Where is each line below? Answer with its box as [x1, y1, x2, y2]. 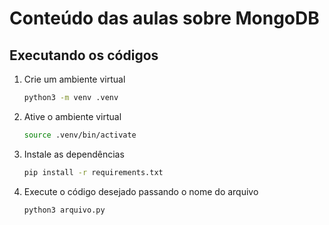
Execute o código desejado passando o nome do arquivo [23, 185, 259, 197]
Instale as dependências [23, 148, 125, 160]
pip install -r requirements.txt [23, 167, 164, 177]
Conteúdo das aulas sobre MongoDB [9, 7, 320, 30]
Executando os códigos [9, 47, 159, 64]
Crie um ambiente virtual [23, 73, 126, 85]
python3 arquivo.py [23, 205, 106, 215]
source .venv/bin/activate [23, 130, 137, 140]
